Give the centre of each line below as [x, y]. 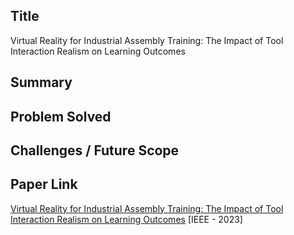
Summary [41, 82]
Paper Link [44, 184]
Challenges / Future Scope [95, 150]
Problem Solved [61, 116]
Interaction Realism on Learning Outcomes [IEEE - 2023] [126, 219]
